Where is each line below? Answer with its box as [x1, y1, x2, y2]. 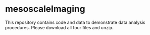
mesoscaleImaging [5, 3, 86, 15]
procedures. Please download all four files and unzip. [5, 24, 114, 30]
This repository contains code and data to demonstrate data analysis [5, 19, 146, 25]
